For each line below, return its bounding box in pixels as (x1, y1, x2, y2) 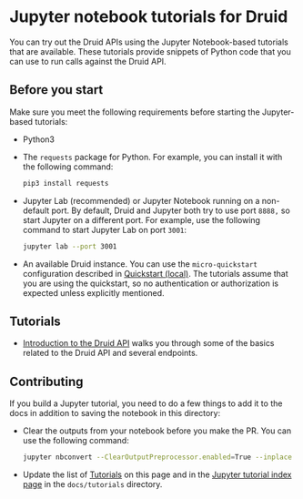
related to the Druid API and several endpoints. (22, 348, 198, 359)
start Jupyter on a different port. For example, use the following (22, 214, 261, 225)
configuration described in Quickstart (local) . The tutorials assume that (22, 268, 288, 279)
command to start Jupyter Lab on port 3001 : (22, 224, 187, 235)
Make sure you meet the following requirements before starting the (9, 107, 261, 117)
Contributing (9, 373, 84, 389)
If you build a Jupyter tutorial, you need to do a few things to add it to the (9, 398, 283, 409)
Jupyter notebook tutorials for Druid (9, 6, 288, 27)
